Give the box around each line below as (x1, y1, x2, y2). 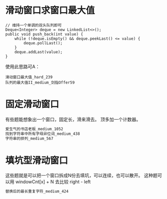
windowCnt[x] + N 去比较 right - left (15, 179, 91, 185)
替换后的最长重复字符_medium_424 (5, 189, 69, 194)
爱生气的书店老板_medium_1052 (5, 126, 64, 131)
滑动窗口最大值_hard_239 (5, 74, 53, 79)
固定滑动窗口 (5, 99, 60, 110)
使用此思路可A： (5, 63, 40, 69)
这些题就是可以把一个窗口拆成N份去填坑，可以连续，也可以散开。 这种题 (5, 173, 158, 179)
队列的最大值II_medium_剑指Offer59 (5, 80, 75, 85)
